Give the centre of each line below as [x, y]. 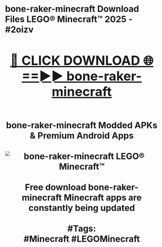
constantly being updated [82, 208]
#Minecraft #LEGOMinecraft [82, 239]
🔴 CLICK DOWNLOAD [75, 60]
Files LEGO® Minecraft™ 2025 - [69, 19]
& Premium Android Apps [82, 135]
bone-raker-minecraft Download [72, 9]
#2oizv [19, 30]
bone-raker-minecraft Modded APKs [82, 125]
